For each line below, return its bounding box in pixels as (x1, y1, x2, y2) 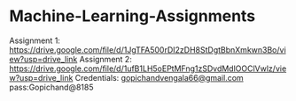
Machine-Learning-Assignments (9, 6, 256, 26)
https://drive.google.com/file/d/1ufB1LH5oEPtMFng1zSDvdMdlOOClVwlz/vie (9, 63, 287, 74)
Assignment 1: (9, 35, 60, 46)
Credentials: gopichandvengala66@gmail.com (74, 72, 244, 83)
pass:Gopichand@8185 (9, 82, 95, 92)
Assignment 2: (79, 54, 133, 64)
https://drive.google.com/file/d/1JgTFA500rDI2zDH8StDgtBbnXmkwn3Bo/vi (9, 44, 286, 54)
